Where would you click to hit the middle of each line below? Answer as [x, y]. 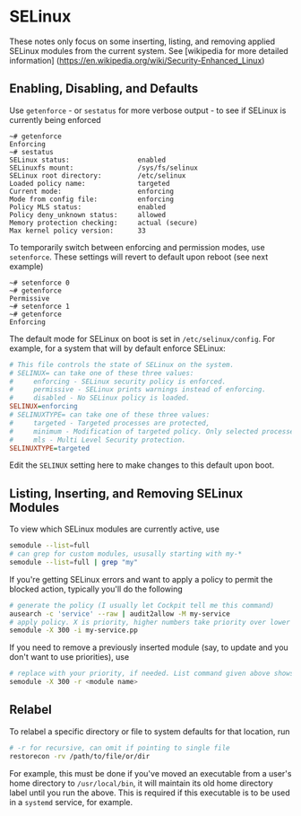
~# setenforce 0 [39, 283]
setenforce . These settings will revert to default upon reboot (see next [139, 257]
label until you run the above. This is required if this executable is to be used [150, 793]
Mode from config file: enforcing [92, 199]
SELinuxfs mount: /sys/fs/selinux [104, 168]
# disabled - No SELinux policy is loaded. [100, 398]
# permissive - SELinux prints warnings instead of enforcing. [138, 390]
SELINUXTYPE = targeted [50, 448]
